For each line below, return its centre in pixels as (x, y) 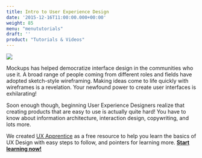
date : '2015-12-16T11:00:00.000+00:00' (56, 17)
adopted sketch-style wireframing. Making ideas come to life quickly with (97, 81)
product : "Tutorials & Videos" (46, 40)
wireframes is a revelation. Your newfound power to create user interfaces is (101, 87)
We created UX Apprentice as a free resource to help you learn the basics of (101, 136)
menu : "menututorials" (35, 29)
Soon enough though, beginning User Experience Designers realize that (96, 105)
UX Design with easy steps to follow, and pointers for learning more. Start (98, 142)
